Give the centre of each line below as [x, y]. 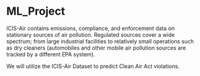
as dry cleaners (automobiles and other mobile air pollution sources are [96, 48]
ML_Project [36, 11]
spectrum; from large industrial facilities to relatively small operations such [100, 41]
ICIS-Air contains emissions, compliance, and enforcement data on [91, 28]
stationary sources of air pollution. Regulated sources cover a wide [91, 34]
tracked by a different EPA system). [51, 54]
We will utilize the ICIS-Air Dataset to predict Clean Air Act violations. [93, 66]
